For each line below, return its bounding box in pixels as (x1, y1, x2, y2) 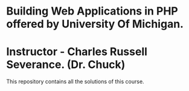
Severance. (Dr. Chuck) (6, 58, 126, 72)
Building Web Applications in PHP (6, 4, 178, 18)
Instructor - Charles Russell (6, 45, 148, 59)
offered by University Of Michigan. (6, 17, 184, 31)
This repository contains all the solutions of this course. (6, 78, 144, 86)
